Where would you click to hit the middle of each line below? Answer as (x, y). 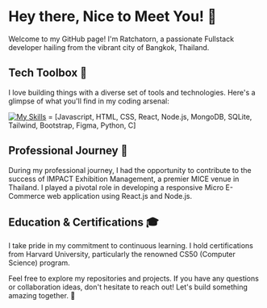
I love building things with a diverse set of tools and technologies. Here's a (132, 92)
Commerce (27, 196)
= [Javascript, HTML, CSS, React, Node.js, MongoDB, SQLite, (150, 116)
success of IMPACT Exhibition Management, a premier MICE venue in (124, 179)
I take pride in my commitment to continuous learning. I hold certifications (131, 246)
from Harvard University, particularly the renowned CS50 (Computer (122, 255)
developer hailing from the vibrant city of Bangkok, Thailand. (109, 47)
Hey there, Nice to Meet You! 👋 (113, 17)
